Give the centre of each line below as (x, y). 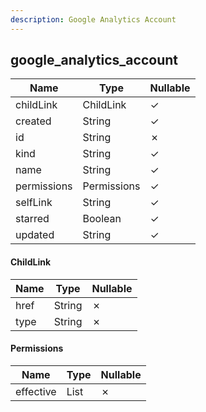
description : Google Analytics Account (93, 19)
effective (36, 391)
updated (35, 235)
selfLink (34, 203)
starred (32, 219)
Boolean (102, 219)
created (33, 121)
